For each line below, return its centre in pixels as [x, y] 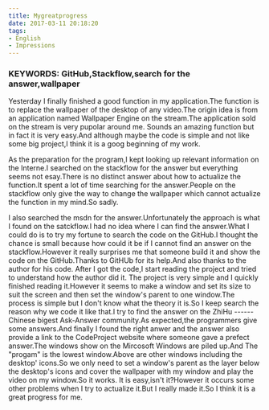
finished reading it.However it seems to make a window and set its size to [130, 286]
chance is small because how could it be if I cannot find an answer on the [130, 244]
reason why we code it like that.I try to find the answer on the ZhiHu [120, 312]
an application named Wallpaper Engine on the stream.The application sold [132, 118]
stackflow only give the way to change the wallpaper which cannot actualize [134, 194]
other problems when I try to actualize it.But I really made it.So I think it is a [132, 389]
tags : [17, 31]
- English [25, 38]
